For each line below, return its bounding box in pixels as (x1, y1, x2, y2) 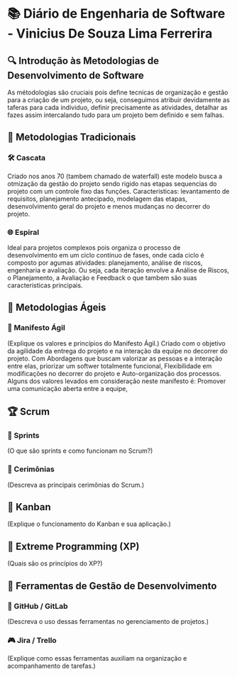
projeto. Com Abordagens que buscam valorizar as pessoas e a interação (7, 354, 223, 363)
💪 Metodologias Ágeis (7, 302, 106, 314)
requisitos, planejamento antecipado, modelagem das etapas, (7, 194, 188, 203)
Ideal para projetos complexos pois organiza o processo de (7, 243, 181, 252)
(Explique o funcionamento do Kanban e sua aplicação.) (7, 519, 172, 529)
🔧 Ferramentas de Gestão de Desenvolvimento (7, 580, 217, 592)
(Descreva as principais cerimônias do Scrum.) (7, 480, 145, 489)
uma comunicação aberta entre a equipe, (7, 384, 128, 392)
